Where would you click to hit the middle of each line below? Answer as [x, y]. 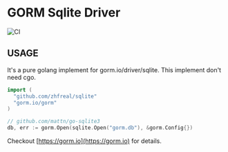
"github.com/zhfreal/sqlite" [55, 96]
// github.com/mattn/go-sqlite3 [54, 122]
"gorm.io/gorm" [35, 102]
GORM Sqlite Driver [64, 13]
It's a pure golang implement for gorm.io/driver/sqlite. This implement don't [114, 69]
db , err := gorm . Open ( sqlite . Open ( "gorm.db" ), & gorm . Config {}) [100, 128]
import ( [20, 90]
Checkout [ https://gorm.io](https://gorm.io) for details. [85, 141]
